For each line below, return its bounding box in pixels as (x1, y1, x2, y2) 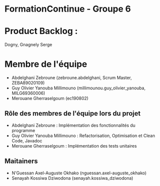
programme (11, 127, 36, 133)
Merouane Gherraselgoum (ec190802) (11, 96, 89, 101)
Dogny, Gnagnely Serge (4, 42, 53, 48)
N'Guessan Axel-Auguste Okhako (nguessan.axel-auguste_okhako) (11, 170, 147, 176)
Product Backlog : (4, 26, 78, 37)
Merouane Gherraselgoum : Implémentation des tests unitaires (11, 143, 137, 149)
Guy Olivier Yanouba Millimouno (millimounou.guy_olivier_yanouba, (11, 85, 146, 91)
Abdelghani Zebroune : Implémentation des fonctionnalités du (11, 122, 136, 128)
